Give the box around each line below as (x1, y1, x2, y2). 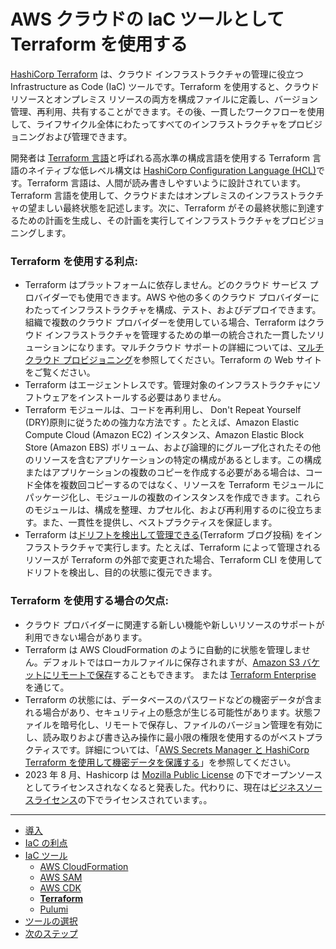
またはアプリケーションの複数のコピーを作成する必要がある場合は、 (24, 466, 306, 479)
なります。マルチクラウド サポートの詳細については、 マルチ (77, 341, 325, 354)
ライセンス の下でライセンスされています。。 (33, 793, 213, 805)
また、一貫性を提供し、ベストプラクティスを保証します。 (41, 516, 278, 529)
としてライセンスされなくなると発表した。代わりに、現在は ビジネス (24, 781, 305, 793)
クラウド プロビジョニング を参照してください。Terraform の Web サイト (24, 354, 323, 366)
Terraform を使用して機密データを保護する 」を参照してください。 (24, 756, 297, 768)
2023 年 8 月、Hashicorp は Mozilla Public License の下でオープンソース (24, 768, 323, 780)
